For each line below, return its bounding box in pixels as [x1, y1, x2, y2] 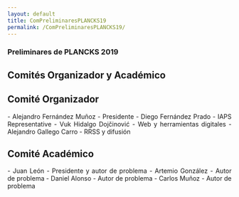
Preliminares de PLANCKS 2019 [7, 47, 119, 57]
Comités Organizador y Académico [7, 69, 166, 81]
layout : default [7, 10, 55, 18]
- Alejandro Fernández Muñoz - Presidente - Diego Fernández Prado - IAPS [7, 112, 232, 121]
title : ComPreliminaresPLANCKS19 [7, 17, 107, 24]
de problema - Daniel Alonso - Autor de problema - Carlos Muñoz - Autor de [7, 174, 232, 183]
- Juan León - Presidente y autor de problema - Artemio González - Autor [7, 166, 232, 175]
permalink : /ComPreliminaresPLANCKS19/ [7, 23, 126, 31]
